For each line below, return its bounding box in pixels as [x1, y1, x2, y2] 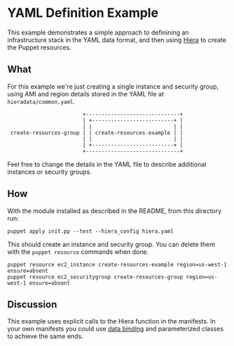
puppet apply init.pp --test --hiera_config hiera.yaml [7, 227, 174, 235]
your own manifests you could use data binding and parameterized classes [7, 325, 224, 333]
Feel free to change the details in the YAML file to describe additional [7, 160, 207, 168]
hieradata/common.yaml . [7, 97, 76, 105]
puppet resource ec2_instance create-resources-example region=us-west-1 [7, 261, 228, 268]
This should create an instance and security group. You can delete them [7, 240, 216, 248]
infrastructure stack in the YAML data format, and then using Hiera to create [7, 35, 226, 44]
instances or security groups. [7, 167, 92, 176]
